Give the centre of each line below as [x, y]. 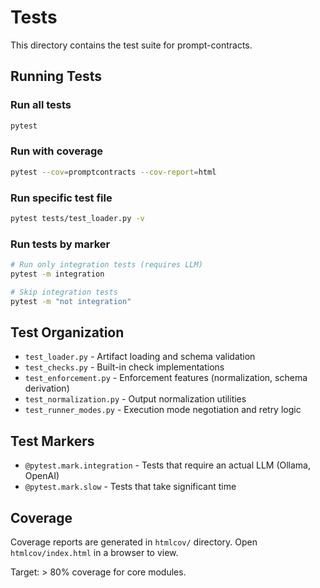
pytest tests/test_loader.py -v [77, 218]
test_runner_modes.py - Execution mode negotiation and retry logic [163, 410]
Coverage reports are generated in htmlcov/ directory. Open [134, 542]
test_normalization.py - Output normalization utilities [135, 399]
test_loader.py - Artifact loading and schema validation [140, 357]
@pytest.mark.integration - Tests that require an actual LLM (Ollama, [168, 465]
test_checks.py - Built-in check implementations [124, 367]
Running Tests [56, 76]
